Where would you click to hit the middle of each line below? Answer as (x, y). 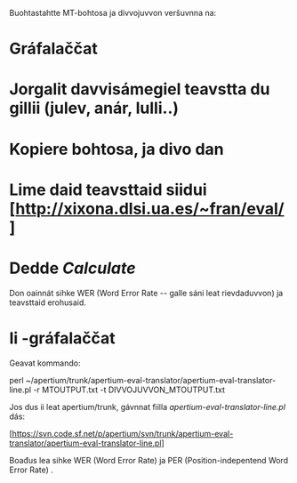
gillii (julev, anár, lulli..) (94, 108)
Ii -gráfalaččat (62, 338)
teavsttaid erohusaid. (48, 302)
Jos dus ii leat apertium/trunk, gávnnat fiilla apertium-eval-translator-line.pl (148, 407)
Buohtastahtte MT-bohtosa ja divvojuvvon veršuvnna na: (113, 13)
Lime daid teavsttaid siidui (108, 189)
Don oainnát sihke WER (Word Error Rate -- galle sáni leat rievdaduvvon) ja (146, 293)
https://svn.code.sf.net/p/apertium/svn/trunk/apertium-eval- (123, 433)
